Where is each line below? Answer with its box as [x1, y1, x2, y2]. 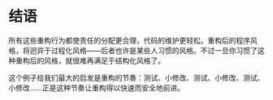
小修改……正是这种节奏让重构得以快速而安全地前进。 [8, 82, 185, 93]
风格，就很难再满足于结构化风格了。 [43, 56, 165, 65]
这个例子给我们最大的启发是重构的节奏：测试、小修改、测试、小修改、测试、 [8, 73, 265, 82]
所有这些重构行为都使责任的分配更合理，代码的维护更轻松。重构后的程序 [8, 35, 250, 45]
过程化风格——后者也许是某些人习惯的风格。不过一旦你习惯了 [50, 45, 258, 55]
